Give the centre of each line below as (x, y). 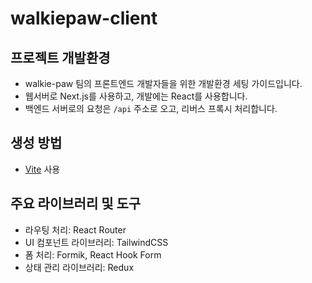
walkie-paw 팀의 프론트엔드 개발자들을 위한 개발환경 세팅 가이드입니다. (163, 83)
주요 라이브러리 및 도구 (76, 203)
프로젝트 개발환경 (60, 57)
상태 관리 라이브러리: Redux (79, 267)
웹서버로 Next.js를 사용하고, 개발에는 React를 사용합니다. (136, 96)
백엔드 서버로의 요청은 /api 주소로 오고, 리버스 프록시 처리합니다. (151, 108)
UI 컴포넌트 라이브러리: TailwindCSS (96, 242)
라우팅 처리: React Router (75, 229)
